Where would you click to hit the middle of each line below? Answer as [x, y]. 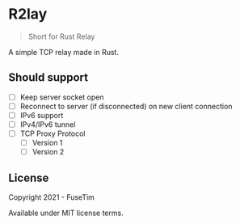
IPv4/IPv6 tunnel [48, 124]
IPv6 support [42, 115]
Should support [48, 78]
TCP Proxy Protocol [53, 133]
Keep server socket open [62, 97]
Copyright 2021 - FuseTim [52, 197]
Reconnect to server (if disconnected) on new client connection [126, 106]
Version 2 [48, 152]
